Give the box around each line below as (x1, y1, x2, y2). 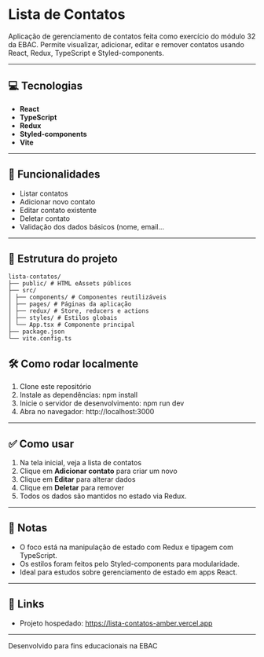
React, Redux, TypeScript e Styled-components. (8, 48, 165, 57)
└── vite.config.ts (8, 335, 72, 343)
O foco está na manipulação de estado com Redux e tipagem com (19, 542, 234, 552)
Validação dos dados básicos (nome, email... (19, 222, 165, 231)
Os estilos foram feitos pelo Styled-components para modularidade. (19, 559, 240, 568)
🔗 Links (8, 597, 45, 611)
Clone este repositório (19, 382, 92, 391)
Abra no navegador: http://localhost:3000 (19, 407, 155, 417)
